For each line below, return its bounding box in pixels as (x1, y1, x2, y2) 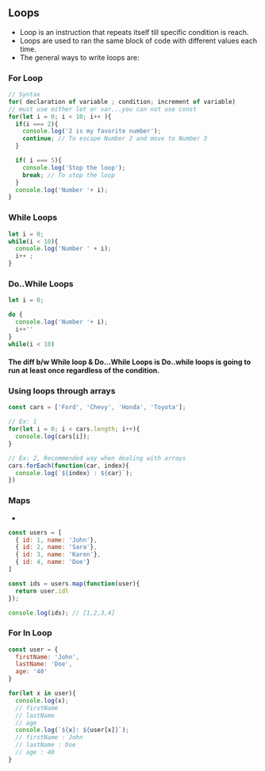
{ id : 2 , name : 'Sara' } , (15, 543, 98, 551)
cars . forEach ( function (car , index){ (8, 462, 129, 470)
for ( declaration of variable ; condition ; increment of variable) (8, 98, 236, 105)
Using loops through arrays (8, 385, 116, 397)
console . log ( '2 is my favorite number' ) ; (22, 127, 161, 136)
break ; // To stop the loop (22, 171, 115, 179)
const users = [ (8, 528, 62, 536)
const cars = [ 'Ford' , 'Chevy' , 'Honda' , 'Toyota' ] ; (8, 404, 186, 412)
